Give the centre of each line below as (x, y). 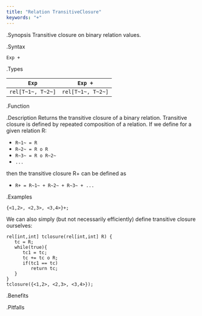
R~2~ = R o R (32, 149)
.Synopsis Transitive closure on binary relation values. (74, 35)
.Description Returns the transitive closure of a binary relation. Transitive (97, 117)
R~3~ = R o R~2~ (35, 156)
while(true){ (31, 247)
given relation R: (27, 130)
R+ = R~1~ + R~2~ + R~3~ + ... (55, 185)
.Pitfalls (15, 307)
